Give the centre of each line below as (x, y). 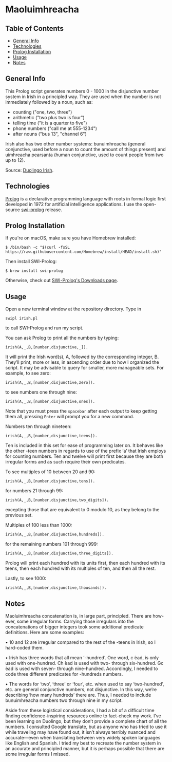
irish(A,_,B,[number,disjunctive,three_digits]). (60, 553)
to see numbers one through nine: (41, 392)
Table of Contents (35, 29)
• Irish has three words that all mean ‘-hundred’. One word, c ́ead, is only (82, 658)
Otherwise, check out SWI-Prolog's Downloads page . (62, 281)
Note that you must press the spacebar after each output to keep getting (81, 411)
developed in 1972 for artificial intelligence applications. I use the (74, 204)
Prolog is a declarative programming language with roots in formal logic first (85, 198)
